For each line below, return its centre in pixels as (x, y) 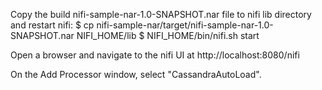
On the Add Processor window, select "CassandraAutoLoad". (136, 74)
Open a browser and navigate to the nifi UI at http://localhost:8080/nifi (155, 55)
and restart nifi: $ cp (52, 25)
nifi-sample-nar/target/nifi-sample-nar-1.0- (185, 25)
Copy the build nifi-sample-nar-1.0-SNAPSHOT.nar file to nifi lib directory (161, 14)
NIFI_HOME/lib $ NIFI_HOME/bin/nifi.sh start (168, 35)
